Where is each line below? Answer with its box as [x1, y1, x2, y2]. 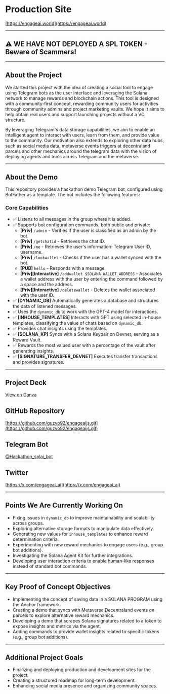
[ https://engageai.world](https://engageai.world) [5, 20, 107, 26]
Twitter [5, 468, 29, 477]
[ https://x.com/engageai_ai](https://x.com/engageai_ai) [5, 481, 120, 488]
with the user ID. [20, 292, 55, 298]
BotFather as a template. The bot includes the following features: [5, 192, 140, 198]
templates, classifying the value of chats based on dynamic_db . [12, 320, 143, 326]
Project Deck [5, 378, 47, 387]
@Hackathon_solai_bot [5, 454, 53, 460]
